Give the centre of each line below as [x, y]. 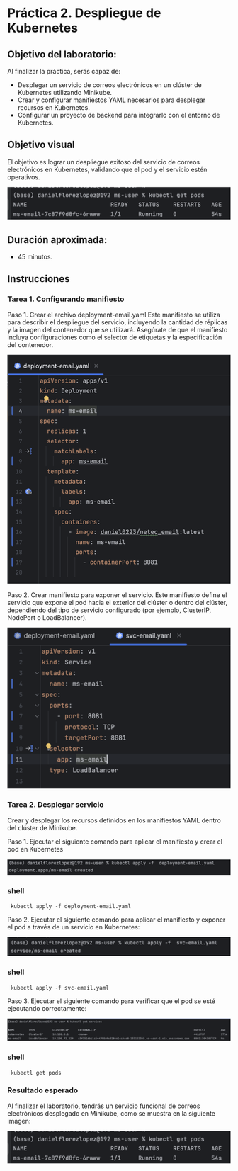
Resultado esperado [43, 1090]
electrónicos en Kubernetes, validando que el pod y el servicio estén [107, 169]
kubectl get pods [36, 1073]
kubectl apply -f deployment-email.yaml [71, 907]
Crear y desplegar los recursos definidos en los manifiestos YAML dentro [114, 820]
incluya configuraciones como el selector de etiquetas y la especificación [115, 337]
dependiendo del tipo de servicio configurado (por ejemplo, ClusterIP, [109, 610]
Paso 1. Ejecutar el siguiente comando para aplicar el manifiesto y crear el [115, 842]
